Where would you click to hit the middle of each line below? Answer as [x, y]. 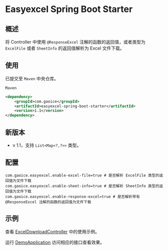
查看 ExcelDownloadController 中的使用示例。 [52, 231]
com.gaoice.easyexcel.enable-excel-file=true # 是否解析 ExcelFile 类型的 [82, 175]
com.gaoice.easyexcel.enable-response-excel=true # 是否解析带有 [73, 196]
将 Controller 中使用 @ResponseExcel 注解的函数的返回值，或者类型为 [75, 42]
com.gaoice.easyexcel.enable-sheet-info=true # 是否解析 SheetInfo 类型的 [82, 186]
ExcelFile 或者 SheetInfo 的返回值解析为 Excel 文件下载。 [65, 48]
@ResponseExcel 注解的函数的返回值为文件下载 [48, 202]
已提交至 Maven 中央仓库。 [32, 78]
